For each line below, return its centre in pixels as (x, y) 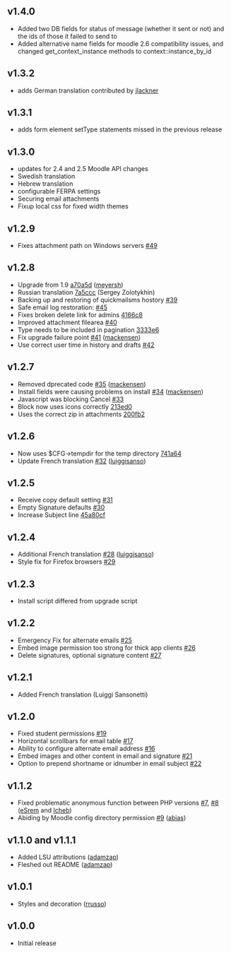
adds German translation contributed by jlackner (88, 90)
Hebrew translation (45, 184)
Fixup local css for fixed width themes (73, 206)
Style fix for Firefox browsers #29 (66, 562)
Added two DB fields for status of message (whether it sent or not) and (121, 28)
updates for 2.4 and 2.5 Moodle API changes (83, 169)
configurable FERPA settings (59, 191)
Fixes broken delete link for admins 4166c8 (80, 314)
